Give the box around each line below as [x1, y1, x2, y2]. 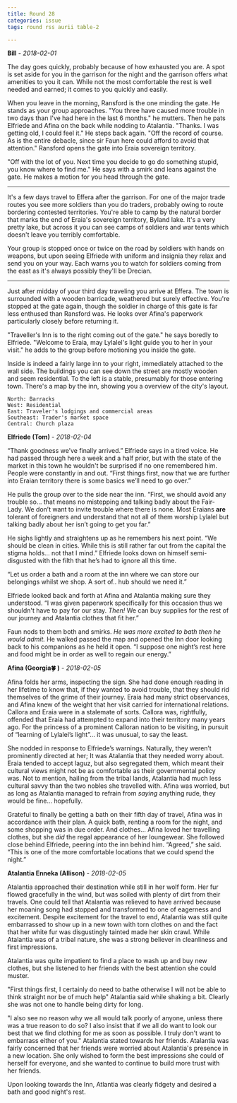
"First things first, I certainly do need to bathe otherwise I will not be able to [7, 985, 226, 993]
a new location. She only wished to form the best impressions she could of [7, 1051, 224, 1060]
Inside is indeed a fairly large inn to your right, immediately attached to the [7, 360, 224, 368]
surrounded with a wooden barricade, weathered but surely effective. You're [7, 295, 230, 303]
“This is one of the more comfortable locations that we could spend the [7, 848, 214, 856]
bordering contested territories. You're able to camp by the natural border [7, 208, 221, 216]
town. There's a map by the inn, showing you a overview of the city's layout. [7, 382, 229, 391]
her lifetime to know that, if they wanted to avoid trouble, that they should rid [7, 685, 230, 694]
